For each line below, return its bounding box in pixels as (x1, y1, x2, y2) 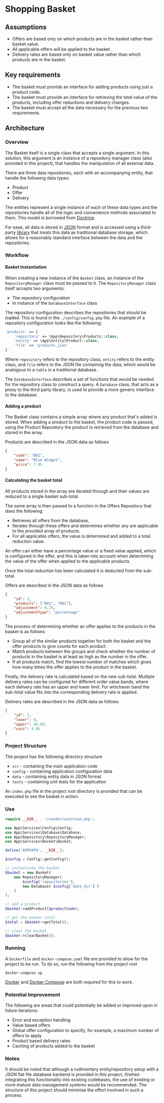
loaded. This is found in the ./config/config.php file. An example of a (5, 315, 145, 321)
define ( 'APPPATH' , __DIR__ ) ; (5, 848, 64, 853)
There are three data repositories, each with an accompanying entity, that (5, 170, 153, 176)
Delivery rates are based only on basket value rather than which (12, 51, 141, 57)
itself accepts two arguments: (5, 285, 65, 291)
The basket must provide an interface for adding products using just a (12, 84, 153, 90)
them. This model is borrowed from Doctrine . (5, 214, 96, 221)
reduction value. (12, 538, 45, 544)
